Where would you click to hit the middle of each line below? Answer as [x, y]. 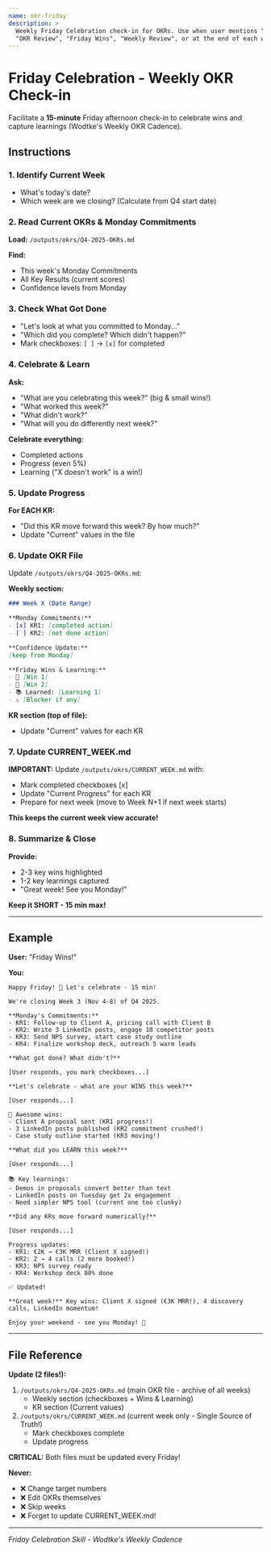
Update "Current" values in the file [77, 535]
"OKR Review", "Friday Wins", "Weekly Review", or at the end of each [137, 38]
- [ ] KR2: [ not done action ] [59, 633]
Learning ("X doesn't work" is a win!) [81, 472]
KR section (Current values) [78, 1407]
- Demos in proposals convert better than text [90, 1189]
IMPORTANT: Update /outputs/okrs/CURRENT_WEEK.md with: [106, 770]
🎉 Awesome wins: [35, 1115]
